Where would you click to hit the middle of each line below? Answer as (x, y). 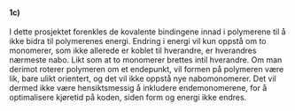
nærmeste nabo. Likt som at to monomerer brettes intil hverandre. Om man (146, 60)
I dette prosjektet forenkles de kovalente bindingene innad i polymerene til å (147, 32)
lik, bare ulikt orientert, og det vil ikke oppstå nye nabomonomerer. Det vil (143, 78)
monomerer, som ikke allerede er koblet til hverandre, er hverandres (133, 51)
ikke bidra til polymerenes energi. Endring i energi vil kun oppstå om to (138, 41)
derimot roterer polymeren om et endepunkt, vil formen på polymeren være (147, 70)
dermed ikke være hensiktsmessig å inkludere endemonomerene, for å (138, 88)
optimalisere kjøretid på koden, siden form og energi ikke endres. (128, 98)
